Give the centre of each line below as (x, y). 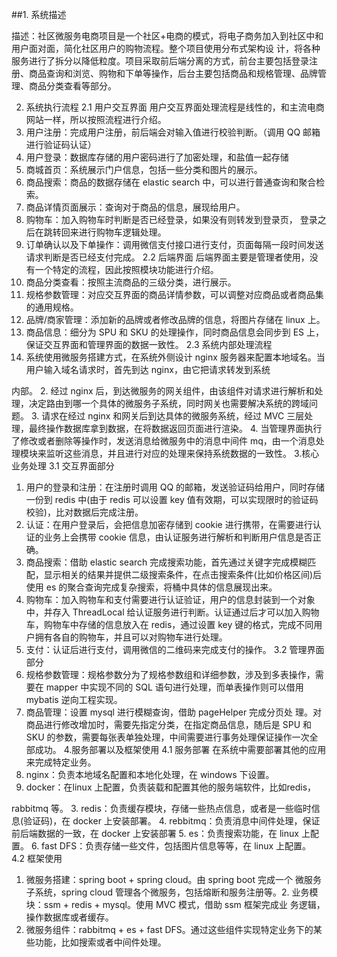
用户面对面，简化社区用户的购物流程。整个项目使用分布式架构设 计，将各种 (166, 48)
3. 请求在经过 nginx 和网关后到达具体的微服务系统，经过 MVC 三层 (167, 416)
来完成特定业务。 (61, 762)
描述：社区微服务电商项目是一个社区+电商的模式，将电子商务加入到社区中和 (167, 36)
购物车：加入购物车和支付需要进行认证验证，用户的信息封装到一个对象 (170, 599)
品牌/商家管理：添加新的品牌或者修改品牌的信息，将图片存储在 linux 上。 (175, 319)
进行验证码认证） (61, 144)
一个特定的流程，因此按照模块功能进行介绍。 (126, 269)
